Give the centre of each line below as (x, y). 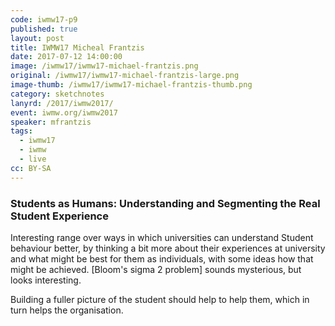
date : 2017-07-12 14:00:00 (66, 57)
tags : (21, 131)
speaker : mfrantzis (51, 122)
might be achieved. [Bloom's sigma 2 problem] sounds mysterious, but (156, 269)
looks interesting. (46, 280)
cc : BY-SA (31, 168)
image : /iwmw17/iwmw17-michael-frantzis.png (104, 66)
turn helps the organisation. (67, 310)
